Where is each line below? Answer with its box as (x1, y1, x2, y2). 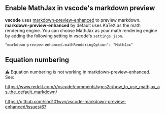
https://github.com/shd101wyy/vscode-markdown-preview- (5, 98, 127, 104)
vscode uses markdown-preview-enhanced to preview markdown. (5, 17, 141, 23)
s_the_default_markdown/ (5, 89, 58, 95)
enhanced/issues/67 (5, 104, 47, 110)
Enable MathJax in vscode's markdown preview (5, 4, 155, 12)
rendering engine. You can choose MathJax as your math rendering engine (5, 27, 158, 34)
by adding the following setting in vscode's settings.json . (5, 33, 124, 38)
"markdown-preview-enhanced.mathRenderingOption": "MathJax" (5, 42, 133, 47)
